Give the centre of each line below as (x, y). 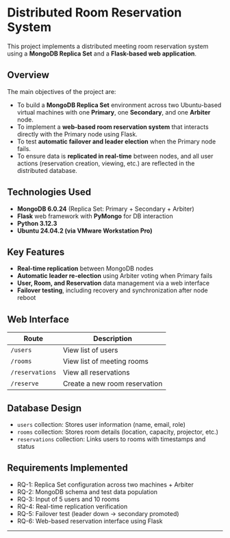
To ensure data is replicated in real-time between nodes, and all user (115, 156)
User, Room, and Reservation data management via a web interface (113, 283)
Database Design (44, 408)
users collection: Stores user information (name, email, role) (101, 424)
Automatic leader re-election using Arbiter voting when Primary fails (115, 276)
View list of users (90, 350)
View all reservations (96, 373)
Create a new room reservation (113, 384)
